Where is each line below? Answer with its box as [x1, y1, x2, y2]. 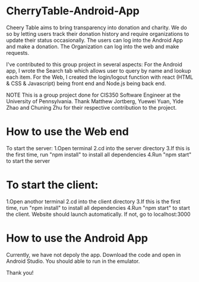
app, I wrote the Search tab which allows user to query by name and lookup [6, 67, 191, 74]
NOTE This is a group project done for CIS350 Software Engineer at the [6, 91, 181, 98]
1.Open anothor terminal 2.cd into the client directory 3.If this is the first [6, 198, 181, 205]
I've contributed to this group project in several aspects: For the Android [6, 61, 182, 68]
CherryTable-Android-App [6, 4, 140, 18]
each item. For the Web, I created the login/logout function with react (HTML [6, 73, 194, 80]
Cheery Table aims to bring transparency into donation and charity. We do [6, 24, 187, 31]
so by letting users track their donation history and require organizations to [6, 30, 189, 37]
